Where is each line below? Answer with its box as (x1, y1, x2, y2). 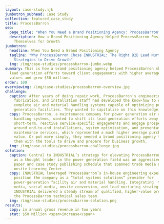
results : (5, 202, 23, 208)
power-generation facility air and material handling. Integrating (14, 180, 154, 185)
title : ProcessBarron (5, 21, 49, 26)
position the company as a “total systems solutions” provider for (14, 176, 154, 180)
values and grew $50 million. (9, 75, 71, 80)
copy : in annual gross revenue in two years (9, 207, 102, 212)
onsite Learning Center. (14, 166, 64, 171)
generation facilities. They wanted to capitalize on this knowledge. (14, 107, 161, 112)
